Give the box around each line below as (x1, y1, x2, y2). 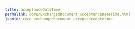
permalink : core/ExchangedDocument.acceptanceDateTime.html (5, 12, 131, 17)
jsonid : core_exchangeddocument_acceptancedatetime (5, 16, 113, 21)
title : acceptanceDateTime (5, 7, 60, 12)
